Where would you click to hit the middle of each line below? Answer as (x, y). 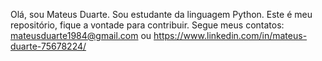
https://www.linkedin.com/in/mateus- (230, 35)
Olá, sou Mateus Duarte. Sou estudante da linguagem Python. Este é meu (161, 14)
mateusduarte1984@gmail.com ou (81, 35)
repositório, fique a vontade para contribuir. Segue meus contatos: (147, 25)
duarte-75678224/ (48, 46)
